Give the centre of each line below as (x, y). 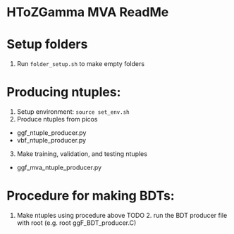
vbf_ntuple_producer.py (51, 141)
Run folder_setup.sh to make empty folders (81, 64)
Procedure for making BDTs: (91, 196)
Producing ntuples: (64, 92)
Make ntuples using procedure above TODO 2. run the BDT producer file (122, 215)
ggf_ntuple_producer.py (51, 133)
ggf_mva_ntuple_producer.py (59, 168)
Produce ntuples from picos (57, 119)
